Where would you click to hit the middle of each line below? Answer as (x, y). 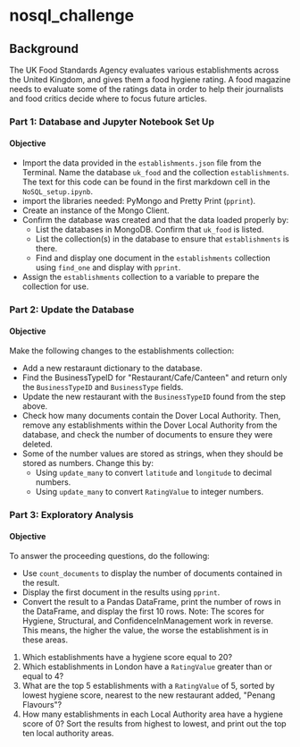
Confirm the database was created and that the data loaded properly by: (155, 220)
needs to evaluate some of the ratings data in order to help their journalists (146, 89)
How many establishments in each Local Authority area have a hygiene (153, 714)
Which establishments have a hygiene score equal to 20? (127, 658)
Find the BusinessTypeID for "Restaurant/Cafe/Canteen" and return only (154, 378)
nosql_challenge (72, 16)
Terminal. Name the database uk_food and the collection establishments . (156, 173)
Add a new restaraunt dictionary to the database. (112, 369)
